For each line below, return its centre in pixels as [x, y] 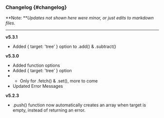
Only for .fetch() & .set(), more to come [59, 81]
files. [10, 23]
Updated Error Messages [38, 86]
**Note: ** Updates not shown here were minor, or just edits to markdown [80, 18]
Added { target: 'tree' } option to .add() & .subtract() [64, 47]
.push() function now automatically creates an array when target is [79, 105]
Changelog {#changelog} [36, 7]
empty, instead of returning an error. [49, 110]
